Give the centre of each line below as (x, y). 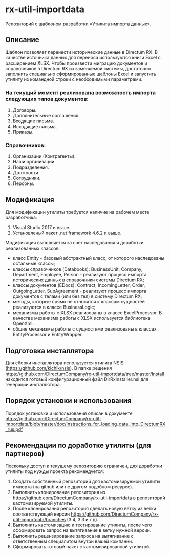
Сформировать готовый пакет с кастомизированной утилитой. (81, 546)
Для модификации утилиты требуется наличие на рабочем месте (77, 212)
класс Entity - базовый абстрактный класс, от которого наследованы (89, 258)
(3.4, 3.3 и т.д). (83, 519)
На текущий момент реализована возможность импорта (81, 92)
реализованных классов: (33, 248)
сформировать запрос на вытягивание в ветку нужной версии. (82, 530)
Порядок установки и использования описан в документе (69, 413)
